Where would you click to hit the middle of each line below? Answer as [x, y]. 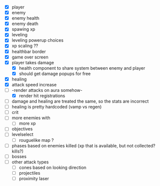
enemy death [25, 24]
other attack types [30, 162]
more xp [27, 123]
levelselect [23, 134]
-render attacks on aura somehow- [47, 90]
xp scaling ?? [25, 46]
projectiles [30, 173]
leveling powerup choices [38, 40]
